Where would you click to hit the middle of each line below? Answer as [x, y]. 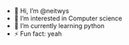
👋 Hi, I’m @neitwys [41, 11]
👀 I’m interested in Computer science [68, 18]
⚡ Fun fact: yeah [38, 34]
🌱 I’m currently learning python [59, 26]
